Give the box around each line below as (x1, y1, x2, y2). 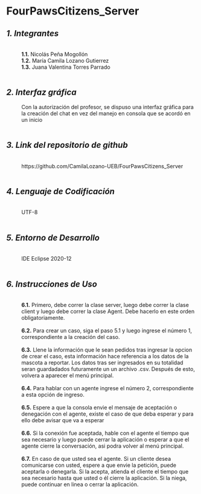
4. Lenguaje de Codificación (6, 186, 115, 197)
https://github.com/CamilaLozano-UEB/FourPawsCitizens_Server (21, 162, 183, 169)
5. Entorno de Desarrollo (6, 232, 100, 242)
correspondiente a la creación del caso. (21, 334, 120, 341)
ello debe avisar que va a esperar (21, 417, 104, 424)
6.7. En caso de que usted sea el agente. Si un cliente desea (21, 455, 171, 463)
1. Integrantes (6, 28, 59, 39)
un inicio (21, 116, 43, 123)
